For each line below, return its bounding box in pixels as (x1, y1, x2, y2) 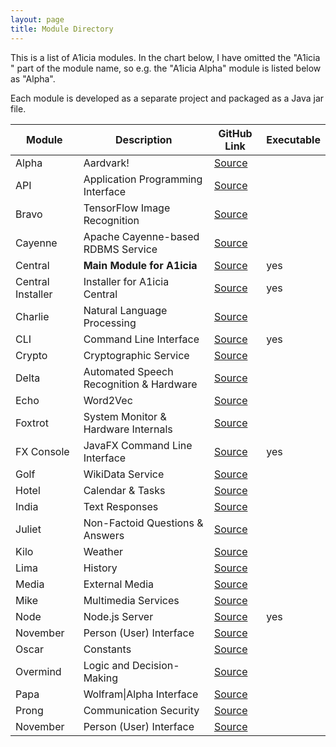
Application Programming (83, 172, 203, 186)
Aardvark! (83, 156, 130, 170)
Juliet (15, 522, 42, 536)
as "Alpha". (10, 72, 56, 85)
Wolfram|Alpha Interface (83, 687, 199, 701)
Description (115, 132, 173, 146)
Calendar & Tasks (83, 483, 166, 497)
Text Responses (83, 499, 159, 513)
